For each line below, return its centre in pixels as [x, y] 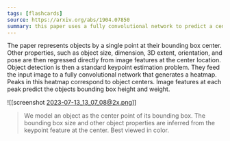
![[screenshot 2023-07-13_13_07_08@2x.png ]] [72, 103]
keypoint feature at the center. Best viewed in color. [97, 130]
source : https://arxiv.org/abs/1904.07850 [68, 20]
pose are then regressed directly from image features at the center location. [114, 60]
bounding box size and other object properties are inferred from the [119, 123]
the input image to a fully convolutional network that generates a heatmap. [112, 75]
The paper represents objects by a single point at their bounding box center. [114, 46]
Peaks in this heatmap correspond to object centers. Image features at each [114, 82]
